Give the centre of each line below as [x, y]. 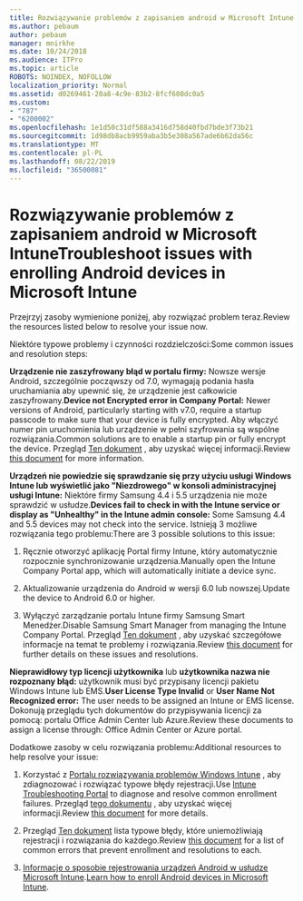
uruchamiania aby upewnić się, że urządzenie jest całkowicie [123, 391]
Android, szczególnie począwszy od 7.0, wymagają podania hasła [132, 381]
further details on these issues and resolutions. [110, 654]
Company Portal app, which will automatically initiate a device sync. [149, 571]
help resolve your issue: [54, 757]
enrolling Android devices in [117, 272]
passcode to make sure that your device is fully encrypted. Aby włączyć [144, 420]
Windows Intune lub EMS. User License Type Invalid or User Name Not [142, 691]
